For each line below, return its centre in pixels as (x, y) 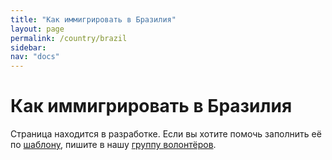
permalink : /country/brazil (69, 38)
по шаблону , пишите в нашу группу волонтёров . (113, 145)
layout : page (37, 29)
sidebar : (28, 47)
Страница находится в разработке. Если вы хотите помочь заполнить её (166, 134)
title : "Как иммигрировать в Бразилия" (93, 19)
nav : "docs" (35, 57)
